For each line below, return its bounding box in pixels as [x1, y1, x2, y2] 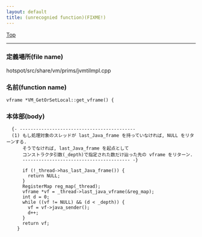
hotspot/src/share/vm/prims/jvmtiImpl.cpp [6, 67, 111, 74]
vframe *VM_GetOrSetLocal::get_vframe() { [6, 97, 114, 103]
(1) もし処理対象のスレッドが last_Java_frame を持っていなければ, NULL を [11, 133, 185, 139]
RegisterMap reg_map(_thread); [22, 183, 101, 190]
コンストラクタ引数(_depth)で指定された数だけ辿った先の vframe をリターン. [22, 152, 194, 158]
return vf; [22, 221, 50, 227]
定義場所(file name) [6, 52, 64, 61]
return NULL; [28, 173, 61, 179]
